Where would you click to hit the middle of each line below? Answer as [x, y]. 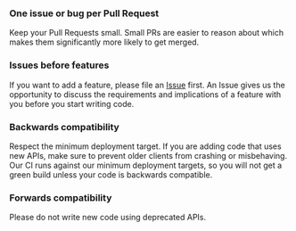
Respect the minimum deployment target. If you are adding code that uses [146, 146]
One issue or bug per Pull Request [84, 13]
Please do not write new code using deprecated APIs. [108, 218]
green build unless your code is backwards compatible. [111, 174]
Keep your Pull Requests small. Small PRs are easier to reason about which [146, 33]
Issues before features [59, 65]
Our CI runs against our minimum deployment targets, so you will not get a [146, 165]
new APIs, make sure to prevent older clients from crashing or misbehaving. [148, 155]
